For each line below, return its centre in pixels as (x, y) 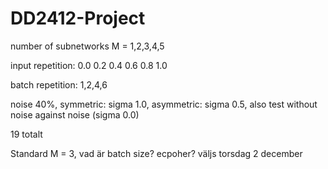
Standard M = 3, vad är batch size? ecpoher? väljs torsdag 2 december (156, 153)
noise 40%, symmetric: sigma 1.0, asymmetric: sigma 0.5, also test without (164, 104)
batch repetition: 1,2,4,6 (59, 84)
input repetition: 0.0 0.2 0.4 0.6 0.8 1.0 (89, 65)
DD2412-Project (78, 18)
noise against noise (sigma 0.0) (75, 114)
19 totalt (26, 134)
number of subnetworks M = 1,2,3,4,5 (87, 46)
